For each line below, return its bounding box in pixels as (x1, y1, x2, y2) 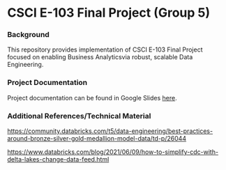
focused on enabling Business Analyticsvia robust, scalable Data (7, 53, 193, 61)
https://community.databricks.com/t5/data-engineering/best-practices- (7, 127, 213, 135)
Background (7, 30, 50, 40)
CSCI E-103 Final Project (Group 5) (7, 5, 211, 21)
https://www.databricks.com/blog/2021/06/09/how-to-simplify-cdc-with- (7, 148, 218, 156)
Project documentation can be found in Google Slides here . (7, 93, 177, 102)
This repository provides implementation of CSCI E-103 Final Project (7, 45, 203, 54)
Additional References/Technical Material (7, 111, 151, 121)
